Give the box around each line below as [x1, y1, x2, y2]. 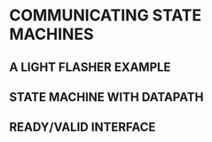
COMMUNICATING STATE [9, 5, 202, 26]
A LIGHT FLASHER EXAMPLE [9, 59, 171, 75]
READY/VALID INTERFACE [9, 120, 156, 135]
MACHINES [9, 24, 94, 44]
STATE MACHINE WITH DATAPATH [9, 90, 204, 105]
